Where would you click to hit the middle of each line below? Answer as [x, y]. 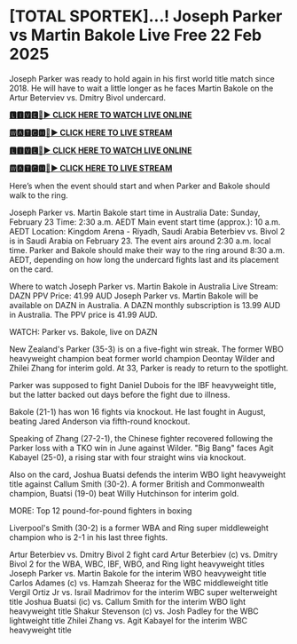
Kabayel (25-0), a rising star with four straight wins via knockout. [128, 457]
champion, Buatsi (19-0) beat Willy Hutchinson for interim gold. [124, 493]
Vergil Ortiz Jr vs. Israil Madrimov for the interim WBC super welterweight [143, 592]
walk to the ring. [39, 195]
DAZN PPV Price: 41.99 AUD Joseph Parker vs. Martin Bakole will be [134, 296]
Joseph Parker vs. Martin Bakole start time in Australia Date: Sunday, [135, 212]
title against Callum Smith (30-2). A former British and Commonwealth [137, 484]
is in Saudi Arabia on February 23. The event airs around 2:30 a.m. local [140, 241]
